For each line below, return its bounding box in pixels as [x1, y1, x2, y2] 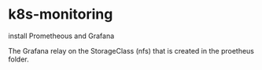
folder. [8, 54, 29, 64]
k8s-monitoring [8, 5, 113, 23]
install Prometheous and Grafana [8, 31, 115, 40]
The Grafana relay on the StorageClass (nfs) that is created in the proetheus [8, 46, 254, 55]
